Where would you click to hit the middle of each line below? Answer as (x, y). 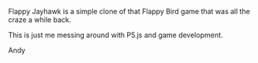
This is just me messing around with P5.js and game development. (116, 35)
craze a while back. (40, 20)
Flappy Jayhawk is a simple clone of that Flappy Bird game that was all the (129, 11)
